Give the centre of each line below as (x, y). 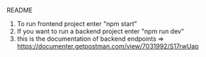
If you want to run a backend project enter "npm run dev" (101, 31)
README (20, 10)
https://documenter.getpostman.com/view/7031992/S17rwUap (108, 46)
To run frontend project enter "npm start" (77, 24)
